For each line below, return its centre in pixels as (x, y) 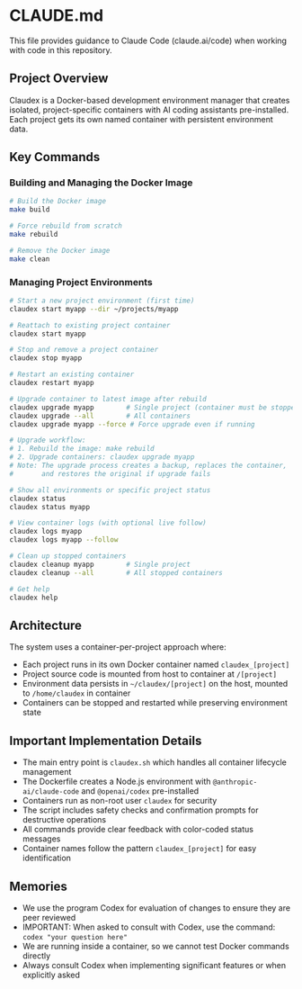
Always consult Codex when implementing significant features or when (154, 965)
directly (36, 956)
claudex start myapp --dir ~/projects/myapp (94, 309)
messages (41, 839)
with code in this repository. (61, 49)
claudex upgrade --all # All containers (100, 416)
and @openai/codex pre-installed (140, 791)
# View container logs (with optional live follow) (108, 523)
